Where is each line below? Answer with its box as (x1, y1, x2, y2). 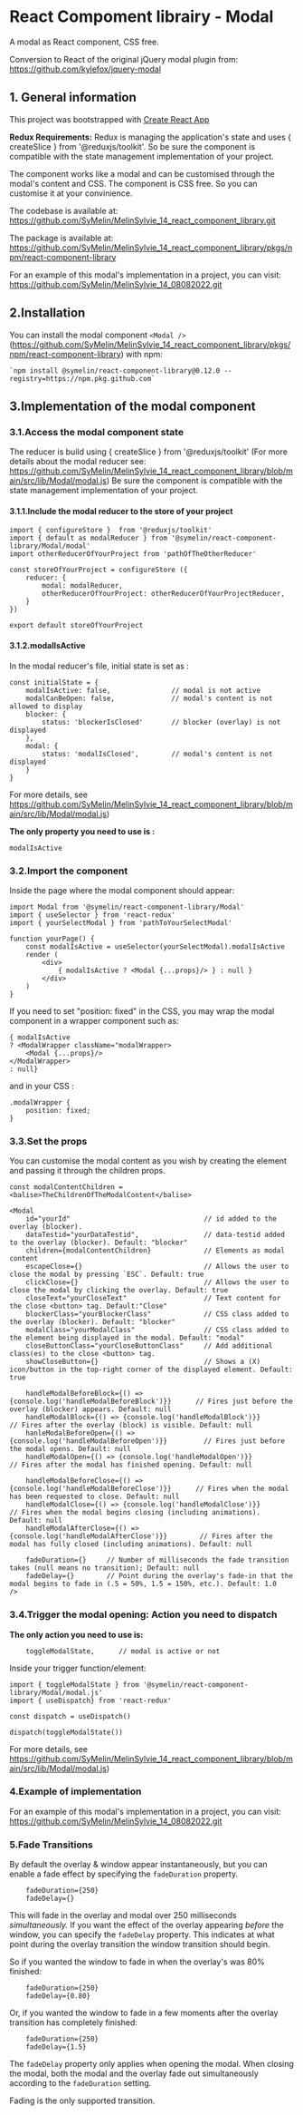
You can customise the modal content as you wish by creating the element (9, 1155, 288, 1166)
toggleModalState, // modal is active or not (25, 1646, 221, 1656)
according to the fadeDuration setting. (9, 2078, 152, 2089)
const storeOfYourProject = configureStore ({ (9, 565, 188, 575)
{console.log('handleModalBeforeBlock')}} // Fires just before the (9, 1397, 294, 1407)
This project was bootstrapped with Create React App (9, 113, 210, 124)
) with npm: (120, 348, 163, 359)
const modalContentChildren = (9, 1183, 124, 1192)
